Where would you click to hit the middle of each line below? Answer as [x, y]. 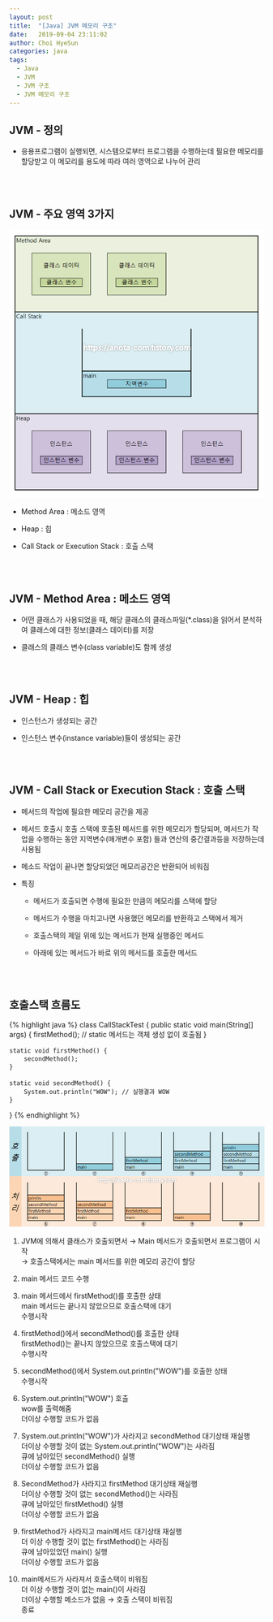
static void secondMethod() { [60, 1083]
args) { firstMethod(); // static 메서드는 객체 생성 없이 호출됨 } [108, 1035]
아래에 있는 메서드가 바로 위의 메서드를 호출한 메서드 [115, 952]
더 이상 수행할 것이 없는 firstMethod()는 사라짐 [95, 1541]
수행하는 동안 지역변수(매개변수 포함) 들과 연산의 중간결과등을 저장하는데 [150, 839]
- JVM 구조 [33, 85]
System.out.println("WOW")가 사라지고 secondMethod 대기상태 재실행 [135, 1436]
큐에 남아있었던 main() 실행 [64, 1551]
